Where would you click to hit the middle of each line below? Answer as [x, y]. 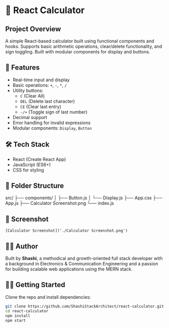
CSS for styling [28, 170]
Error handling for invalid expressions [52, 123]
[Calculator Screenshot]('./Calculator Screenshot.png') [67, 231]
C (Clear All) [32, 96]
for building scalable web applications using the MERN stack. [69, 269]
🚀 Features [23, 68]
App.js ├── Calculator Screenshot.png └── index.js [60, 203]
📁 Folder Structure [35, 186]
